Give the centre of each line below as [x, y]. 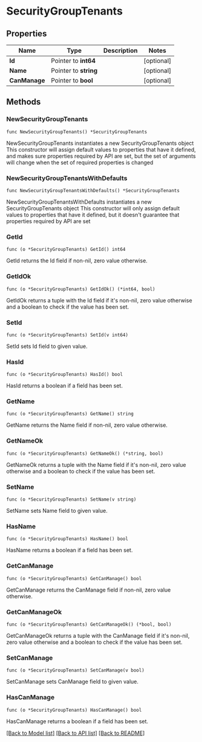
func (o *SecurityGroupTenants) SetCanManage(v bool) [76, 670]
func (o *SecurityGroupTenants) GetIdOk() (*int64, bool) [81, 289]
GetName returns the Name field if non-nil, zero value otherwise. [87, 425]
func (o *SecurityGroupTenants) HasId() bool [64, 375]
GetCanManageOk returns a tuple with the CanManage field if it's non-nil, [98, 635]
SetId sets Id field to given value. [47, 346]
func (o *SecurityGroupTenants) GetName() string [70, 414]
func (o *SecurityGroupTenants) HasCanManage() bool [74, 710]
